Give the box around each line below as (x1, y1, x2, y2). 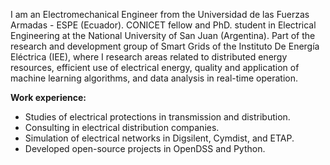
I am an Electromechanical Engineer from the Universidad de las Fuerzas (10, 9, 310, 20)
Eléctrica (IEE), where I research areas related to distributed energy (10, 51, 288, 63)
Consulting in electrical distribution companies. (24, 122, 220, 133)
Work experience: (10, 92, 87, 103)
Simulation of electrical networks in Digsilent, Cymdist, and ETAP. (24, 132, 295, 144)
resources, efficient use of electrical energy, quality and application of (10, 62, 300, 73)
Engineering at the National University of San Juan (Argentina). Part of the (10, 30, 316, 41)
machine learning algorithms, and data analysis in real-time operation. (10, 72, 299, 84)
